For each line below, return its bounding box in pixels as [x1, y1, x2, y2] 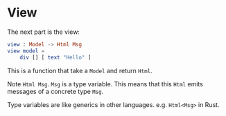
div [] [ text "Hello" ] [19, 54, 92, 61]
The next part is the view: [7, 28, 80, 36]
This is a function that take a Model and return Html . [7, 66, 153, 75]
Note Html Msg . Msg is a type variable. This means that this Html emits [7, 79, 203, 88]
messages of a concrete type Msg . [7, 87, 104, 95]
